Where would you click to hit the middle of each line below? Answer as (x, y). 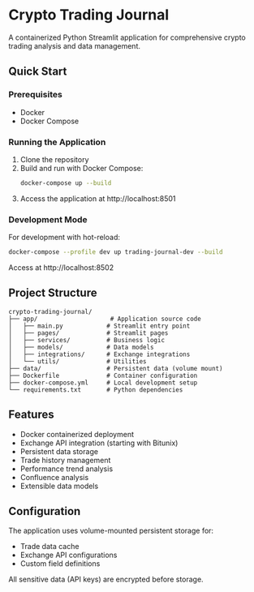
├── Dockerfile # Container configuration (103, 375)
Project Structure (53, 293)
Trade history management (65, 460)
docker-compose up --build (66, 183)
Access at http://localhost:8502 (61, 267)
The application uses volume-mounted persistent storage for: (111, 531)
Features (31, 415)
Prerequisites (35, 95)
